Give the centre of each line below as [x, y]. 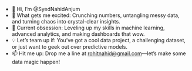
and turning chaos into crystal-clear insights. [66, 21]
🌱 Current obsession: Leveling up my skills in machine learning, [88, 28]
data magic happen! [36, 62]
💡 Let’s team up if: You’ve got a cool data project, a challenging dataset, [99, 40]
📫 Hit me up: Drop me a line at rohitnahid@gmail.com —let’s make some [99, 53]
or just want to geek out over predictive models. [70, 47]
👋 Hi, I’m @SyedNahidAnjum [46, 9]
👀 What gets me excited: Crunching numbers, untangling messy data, [96, 15]
